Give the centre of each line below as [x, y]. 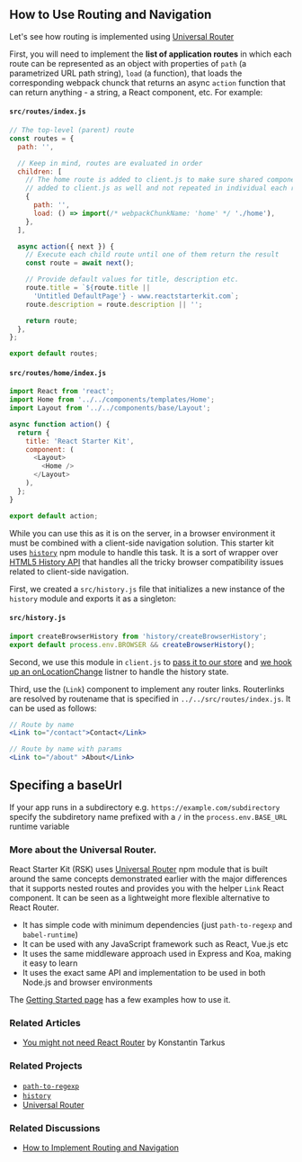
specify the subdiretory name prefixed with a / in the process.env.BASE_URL [148, 816]
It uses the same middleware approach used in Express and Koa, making [157, 954]
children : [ [40, 171]
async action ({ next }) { [66, 247]
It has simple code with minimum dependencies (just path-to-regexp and [157, 925]
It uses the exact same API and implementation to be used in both [144, 973]
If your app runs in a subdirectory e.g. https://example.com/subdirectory [145, 807]
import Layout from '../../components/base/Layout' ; [110, 409]
